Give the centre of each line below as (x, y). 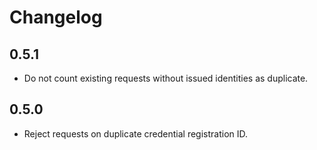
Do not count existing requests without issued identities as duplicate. (166, 78)
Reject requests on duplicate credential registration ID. (136, 133)
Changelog (56, 17)
